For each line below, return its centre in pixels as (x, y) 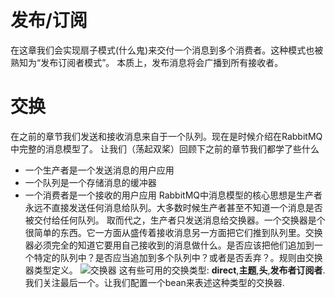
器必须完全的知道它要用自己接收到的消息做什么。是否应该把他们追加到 (169, 245)
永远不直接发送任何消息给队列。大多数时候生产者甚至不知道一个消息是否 (173, 207)
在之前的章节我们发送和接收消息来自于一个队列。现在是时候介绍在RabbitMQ (166, 136)
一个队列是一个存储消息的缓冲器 (90, 182)
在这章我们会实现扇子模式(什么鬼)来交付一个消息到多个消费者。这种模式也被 (167, 50)
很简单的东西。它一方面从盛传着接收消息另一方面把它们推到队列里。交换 (173, 232)
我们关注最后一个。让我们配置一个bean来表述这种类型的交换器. (154, 282)
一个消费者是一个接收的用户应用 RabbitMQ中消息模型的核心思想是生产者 (173, 195)
